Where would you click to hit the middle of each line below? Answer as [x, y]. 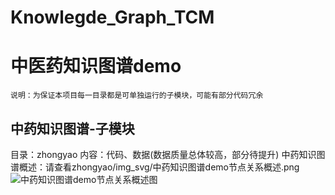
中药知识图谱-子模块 [72, 128]
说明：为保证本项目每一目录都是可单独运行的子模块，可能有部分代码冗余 [137, 96]
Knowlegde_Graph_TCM [112, 17]
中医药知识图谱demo [96, 66]
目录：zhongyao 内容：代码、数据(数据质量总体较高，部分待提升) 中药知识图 [168, 154]
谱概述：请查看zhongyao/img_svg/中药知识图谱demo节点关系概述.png [155, 167]
